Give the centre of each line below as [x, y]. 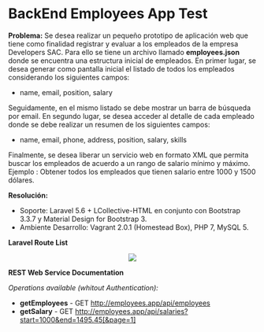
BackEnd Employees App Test [108, 14]
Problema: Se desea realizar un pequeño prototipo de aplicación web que [128, 35]
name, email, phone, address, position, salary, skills [103, 139]
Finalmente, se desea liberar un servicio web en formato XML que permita [128, 155]
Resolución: [28, 195]
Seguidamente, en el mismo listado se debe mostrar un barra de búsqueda [130, 108]
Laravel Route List [38, 242]
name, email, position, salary [66, 92]
